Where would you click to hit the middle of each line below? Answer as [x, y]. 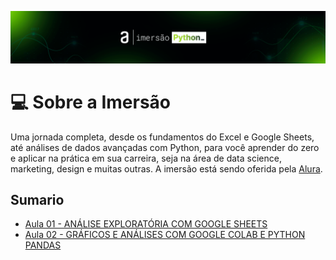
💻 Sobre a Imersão [91, 102]
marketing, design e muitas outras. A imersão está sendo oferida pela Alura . [166, 168]
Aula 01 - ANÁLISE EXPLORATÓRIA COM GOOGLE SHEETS [146, 224]
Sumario [37, 200]
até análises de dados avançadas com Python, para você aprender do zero [165, 147]
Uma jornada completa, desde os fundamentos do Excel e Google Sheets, [162, 137]
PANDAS [43, 245]
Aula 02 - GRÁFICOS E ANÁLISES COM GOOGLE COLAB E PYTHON [165, 235]
